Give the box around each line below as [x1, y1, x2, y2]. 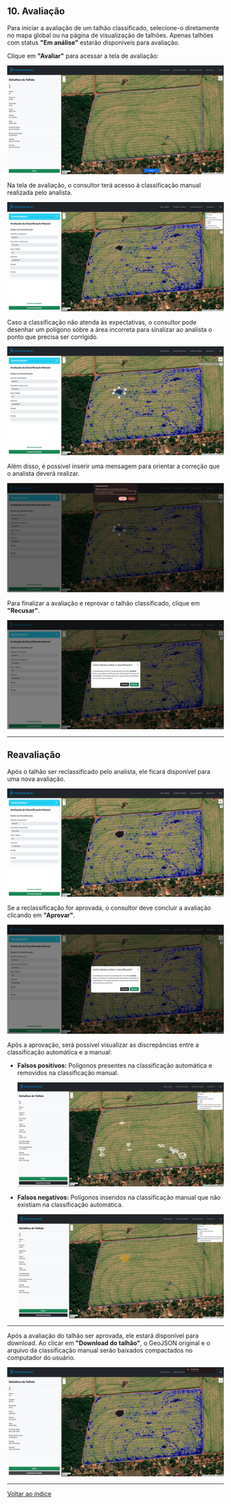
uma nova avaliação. [7, 775, 65, 783]
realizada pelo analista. [7, 188, 73, 197]
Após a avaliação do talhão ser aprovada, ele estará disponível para [7, 1331, 199, 1340]
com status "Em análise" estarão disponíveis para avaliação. [7, 38, 180, 47]
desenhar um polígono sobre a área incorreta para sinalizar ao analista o [7, 326, 212, 333]
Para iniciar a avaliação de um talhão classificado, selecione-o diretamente [7, 23, 219, 32]
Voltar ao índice [7, 1490, 52, 1498]
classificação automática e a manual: [7, 1048, 112, 1057]
